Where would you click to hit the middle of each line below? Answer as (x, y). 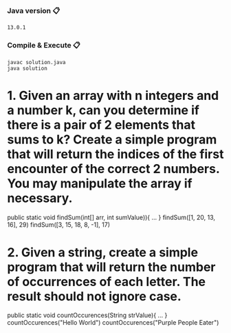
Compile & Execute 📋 (44, 46)
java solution (27, 68)
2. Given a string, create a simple (102, 252)
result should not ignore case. (95, 296)
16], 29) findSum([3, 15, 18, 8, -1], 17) (59, 224)
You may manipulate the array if (100, 183)
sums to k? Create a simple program (112, 139)
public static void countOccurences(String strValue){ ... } (87, 315)
